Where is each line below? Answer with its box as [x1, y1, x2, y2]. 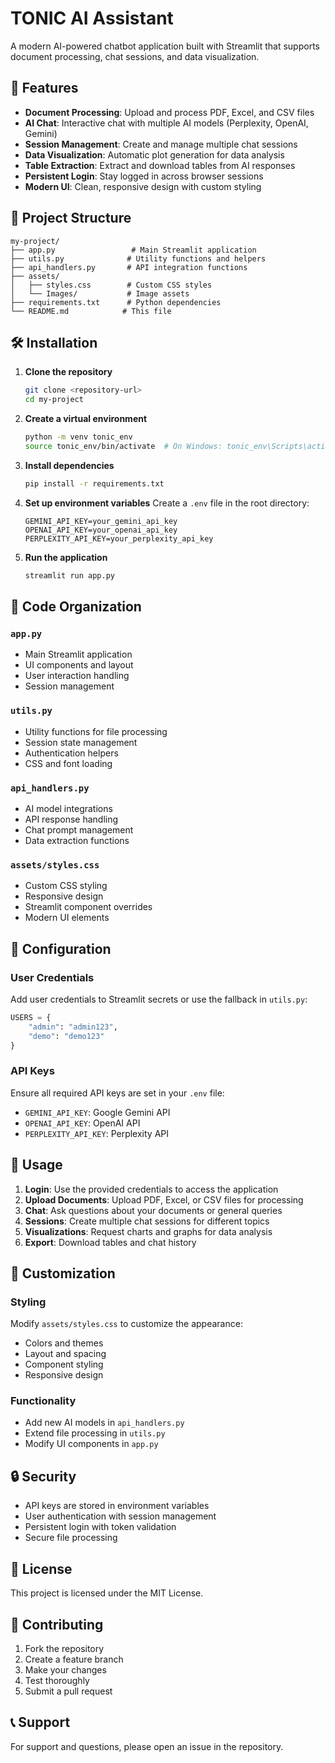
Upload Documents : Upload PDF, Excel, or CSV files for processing [24, 1193, 304, 1206]
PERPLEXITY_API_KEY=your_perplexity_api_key [24, 533, 214, 544]
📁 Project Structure [10, 210, 132, 227]
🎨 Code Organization [10, 598, 142, 616]
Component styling [24, 1358, 104, 1371]
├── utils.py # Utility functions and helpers [10, 253, 267, 264]
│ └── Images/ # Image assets [10, 288, 190, 299]
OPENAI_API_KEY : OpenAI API [24, 1117, 141, 1129]
